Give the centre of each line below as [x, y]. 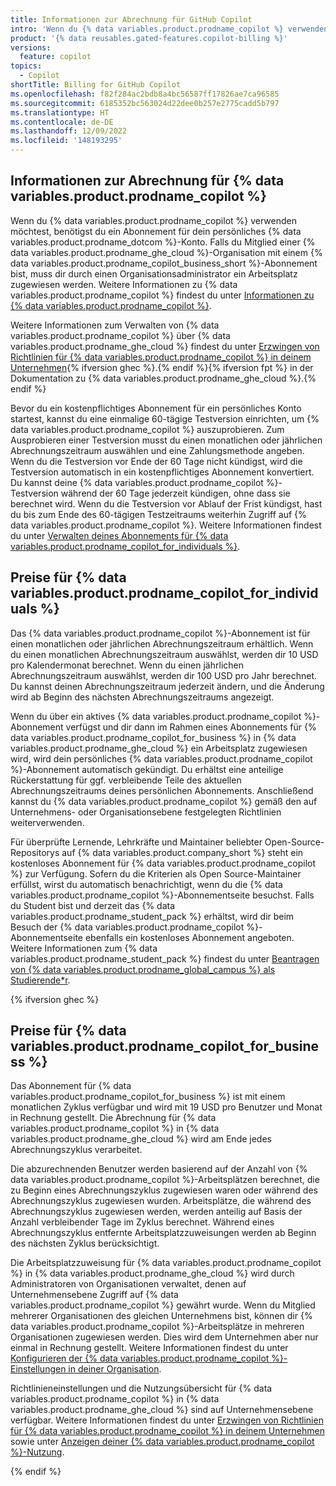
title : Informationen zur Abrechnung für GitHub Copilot [131, 19]
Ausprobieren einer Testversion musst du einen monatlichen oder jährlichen [166, 440]
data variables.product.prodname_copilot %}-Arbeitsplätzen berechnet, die [165, 1180]
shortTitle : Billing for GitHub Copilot [96, 85]
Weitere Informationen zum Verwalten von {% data [115, 325]
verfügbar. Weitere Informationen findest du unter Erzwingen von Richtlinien [167, 1420]
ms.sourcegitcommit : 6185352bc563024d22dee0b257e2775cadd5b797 [145, 103]
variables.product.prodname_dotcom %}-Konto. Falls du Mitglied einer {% [163, 242]
